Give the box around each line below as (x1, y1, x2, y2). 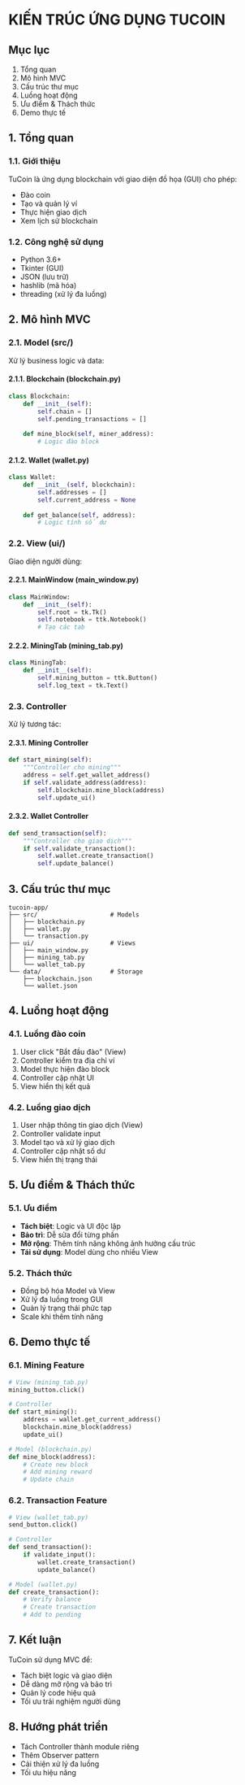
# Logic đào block (37, 438, 100, 446)
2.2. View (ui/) (8, 538, 67, 549)
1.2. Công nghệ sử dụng (8, 236, 104, 247)
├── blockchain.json (23, 975, 92, 983)
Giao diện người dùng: (8, 556, 83, 566)
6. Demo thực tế (8, 1335, 91, 1349)
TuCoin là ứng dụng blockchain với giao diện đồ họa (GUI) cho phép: (8, 174, 238, 184)
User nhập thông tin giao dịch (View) (19, 1121, 144, 1130)
